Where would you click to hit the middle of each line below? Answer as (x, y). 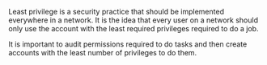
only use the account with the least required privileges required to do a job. (133, 28)
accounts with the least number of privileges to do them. (103, 53)
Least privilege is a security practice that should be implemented (117, 12)
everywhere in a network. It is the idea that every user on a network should (133, 20)
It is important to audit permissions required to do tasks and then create (128, 44)
